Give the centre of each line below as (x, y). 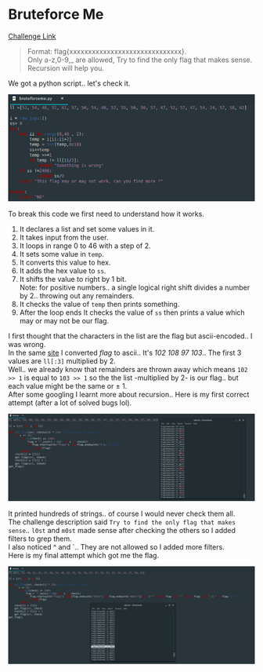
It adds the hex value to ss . (63, 271)
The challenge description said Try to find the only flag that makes (122, 522)
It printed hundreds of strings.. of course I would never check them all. (122, 513)
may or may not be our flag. (64, 321)
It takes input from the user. (64, 238)
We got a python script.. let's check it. (69, 83)
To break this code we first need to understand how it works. (106, 214)
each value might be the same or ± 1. (68, 386)
